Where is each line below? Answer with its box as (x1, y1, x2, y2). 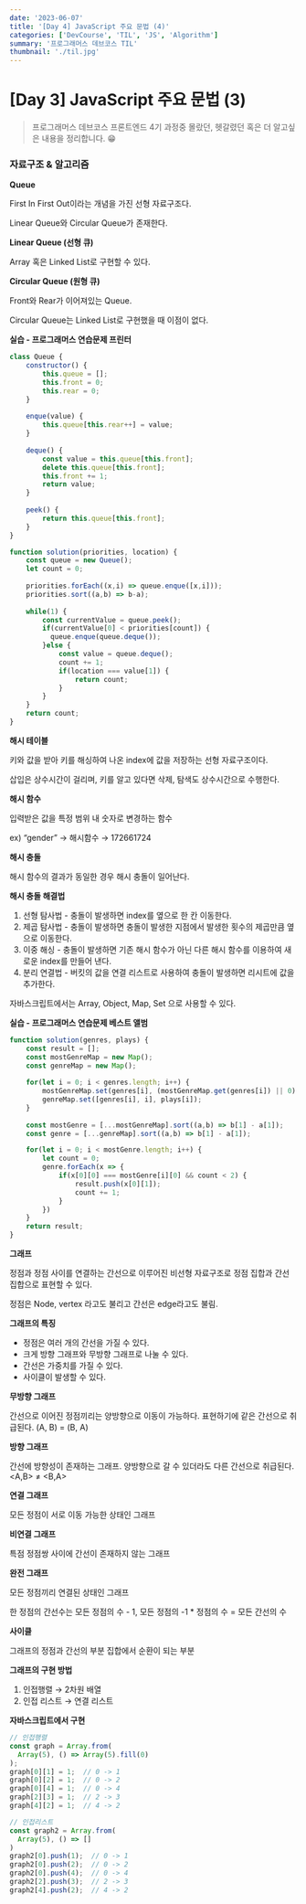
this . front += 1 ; (42, 472, 108, 481)
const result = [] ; (26, 1044, 100, 1053)
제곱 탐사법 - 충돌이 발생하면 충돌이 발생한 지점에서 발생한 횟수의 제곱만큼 (22, 920, 285, 932)
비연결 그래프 (9, 1528, 57, 1540)
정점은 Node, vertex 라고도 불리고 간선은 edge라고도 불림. (9, 1299, 218, 1310)
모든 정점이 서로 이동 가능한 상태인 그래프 (9, 1509, 156, 1520)
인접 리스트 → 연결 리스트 (22, 1696, 114, 1707)
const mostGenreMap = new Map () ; (26, 1052, 153, 1061)
